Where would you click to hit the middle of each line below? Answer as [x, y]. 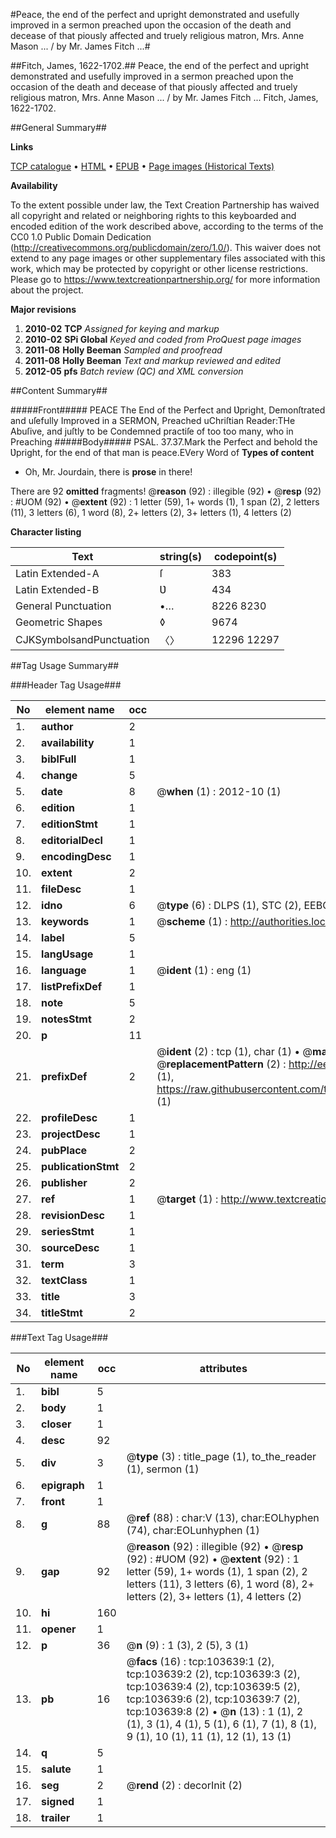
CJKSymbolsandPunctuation [82, 639]
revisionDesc [73, 1215]
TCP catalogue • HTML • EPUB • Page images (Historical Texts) [142, 166]
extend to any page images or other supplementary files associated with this [168, 258]
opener [59, 1629]
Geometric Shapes [59, 622]
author [57, 726]
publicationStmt [80, 1166]
